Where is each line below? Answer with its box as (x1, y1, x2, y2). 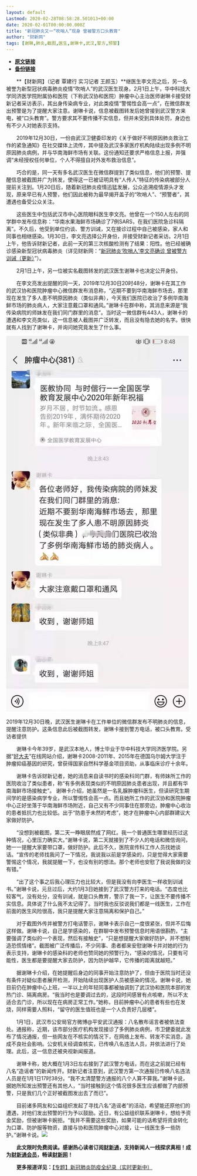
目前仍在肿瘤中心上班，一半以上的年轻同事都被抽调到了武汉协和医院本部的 (6, 984, 186, 990)
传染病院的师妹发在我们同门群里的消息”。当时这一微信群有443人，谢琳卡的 (6, 309, 188, 316)
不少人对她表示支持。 (11, 122, 63, 129)
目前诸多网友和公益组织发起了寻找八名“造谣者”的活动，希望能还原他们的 (16, 1102, 191, 1109)
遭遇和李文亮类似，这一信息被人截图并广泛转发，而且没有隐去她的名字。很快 (6, 316, 191, 323)
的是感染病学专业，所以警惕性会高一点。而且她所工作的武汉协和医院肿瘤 (16, 794, 191, 801)
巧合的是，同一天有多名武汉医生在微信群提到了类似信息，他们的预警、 (16, 169, 186, 176)
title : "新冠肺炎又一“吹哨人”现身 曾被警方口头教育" (6, 28, 121, 34)
